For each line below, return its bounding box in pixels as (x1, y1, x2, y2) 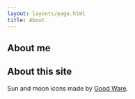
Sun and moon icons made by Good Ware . (7, 84, 129, 92)
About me (7, 42, 51, 54)
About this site (7, 66, 72, 78)
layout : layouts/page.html (7, 10, 86, 17)
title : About (7, 17, 45, 24)
